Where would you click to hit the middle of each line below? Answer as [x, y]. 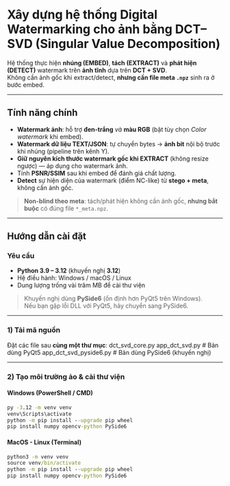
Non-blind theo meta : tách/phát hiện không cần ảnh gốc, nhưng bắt [120, 201]
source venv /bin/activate [44, 463]
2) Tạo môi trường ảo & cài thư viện [66, 376]
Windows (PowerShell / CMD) [50, 393]
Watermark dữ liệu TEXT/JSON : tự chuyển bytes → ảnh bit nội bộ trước [118, 143]
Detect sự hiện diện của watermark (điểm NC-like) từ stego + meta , [113, 180]
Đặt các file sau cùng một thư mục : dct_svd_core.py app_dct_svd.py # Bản [113, 345]
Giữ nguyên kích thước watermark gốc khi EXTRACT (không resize [113, 159]
